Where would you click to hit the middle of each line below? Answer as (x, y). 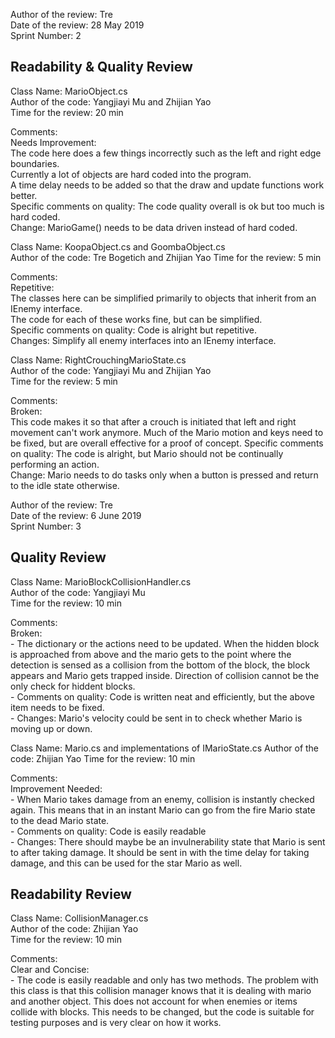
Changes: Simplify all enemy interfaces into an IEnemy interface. (143, 340)
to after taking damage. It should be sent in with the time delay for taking (160, 852)
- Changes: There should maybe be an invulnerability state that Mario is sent (168, 841)
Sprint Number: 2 (46, 35)
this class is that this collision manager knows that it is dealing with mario (161, 991)
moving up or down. (51, 728)
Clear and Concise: (50, 970)
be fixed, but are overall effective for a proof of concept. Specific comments (167, 443)
